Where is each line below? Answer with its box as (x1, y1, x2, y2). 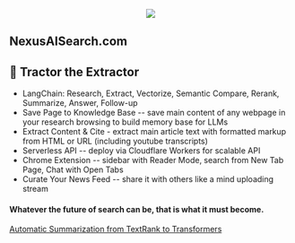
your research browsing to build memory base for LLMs (22, 117, 229, 127)
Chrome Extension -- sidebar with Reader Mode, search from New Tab (22, 155, 284, 166)
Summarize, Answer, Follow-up (22, 98, 138, 108)
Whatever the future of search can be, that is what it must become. (9, 204, 265, 214)
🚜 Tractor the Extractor (9, 64, 140, 80)
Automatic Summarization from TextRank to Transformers (9, 224, 222, 235)
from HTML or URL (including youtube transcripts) (22, 135, 209, 147)
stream (22, 184, 49, 195)
